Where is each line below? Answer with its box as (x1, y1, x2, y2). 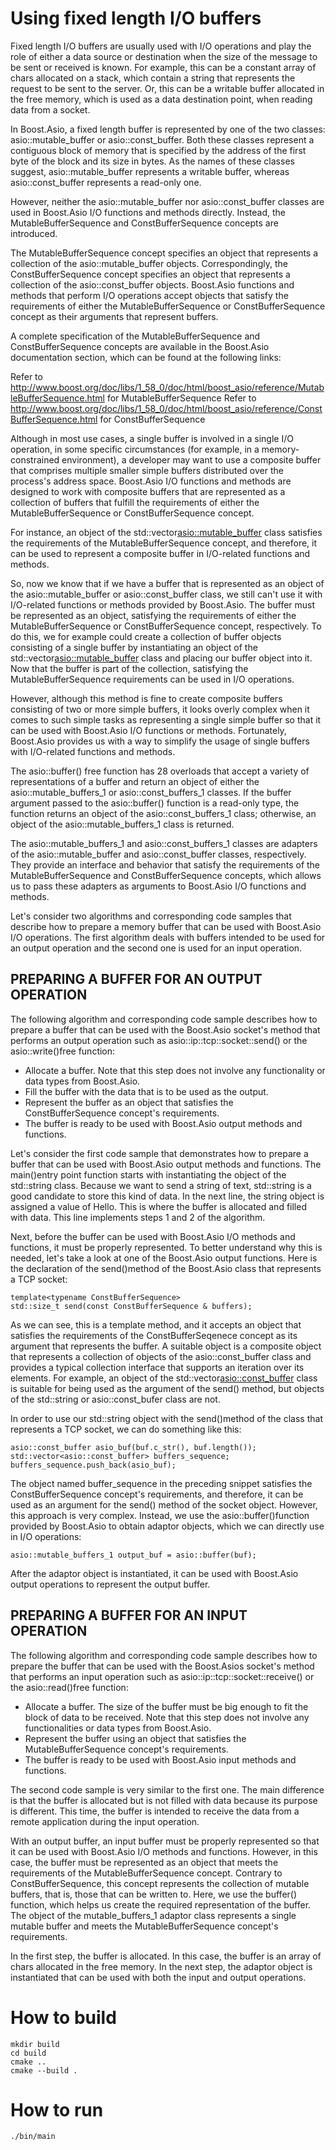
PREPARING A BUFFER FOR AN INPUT (10, 1607, 248, 1624)
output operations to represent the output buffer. (10, 1578, 211, 1590)
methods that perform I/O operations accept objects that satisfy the (10, 289, 289, 301)
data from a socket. (10, 103, 91, 116)
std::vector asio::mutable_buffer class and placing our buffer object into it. (10, 652, 313, 664)
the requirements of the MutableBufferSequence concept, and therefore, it (10, 537, 318, 549)
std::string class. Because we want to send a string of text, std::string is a (10, 1179, 312, 1191)
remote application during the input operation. (10, 1815, 200, 1827)
